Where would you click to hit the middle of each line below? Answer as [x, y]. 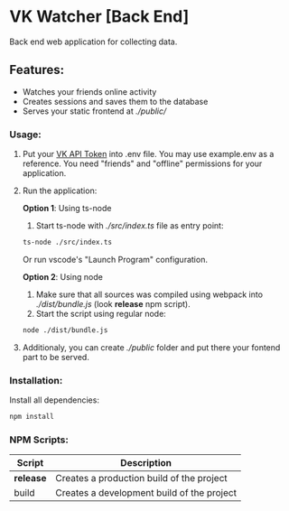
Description [146, 463]
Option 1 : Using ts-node [67, 209]
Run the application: [60, 190]
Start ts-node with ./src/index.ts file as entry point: [130, 226]
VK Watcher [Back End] [99, 17]
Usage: [26, 135]
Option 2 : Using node [63, 276]
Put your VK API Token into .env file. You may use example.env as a [148, 154]
